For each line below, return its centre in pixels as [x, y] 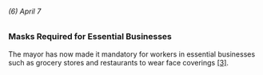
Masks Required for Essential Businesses [90, 37]
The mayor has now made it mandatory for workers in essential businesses [132, 54]
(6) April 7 [25, 11]
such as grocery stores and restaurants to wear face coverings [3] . [119, 62]
